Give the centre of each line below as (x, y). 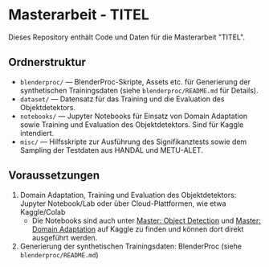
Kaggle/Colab (43, 212)
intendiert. (37, 133)
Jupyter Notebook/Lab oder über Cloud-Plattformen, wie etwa (123, 203)
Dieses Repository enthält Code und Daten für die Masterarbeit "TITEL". (127, 37)
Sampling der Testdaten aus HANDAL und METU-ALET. (111, 150)
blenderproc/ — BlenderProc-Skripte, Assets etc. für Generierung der (135, 81)
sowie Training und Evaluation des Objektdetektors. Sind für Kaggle (132, 124)
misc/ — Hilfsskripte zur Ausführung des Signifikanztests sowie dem (133, 142)
